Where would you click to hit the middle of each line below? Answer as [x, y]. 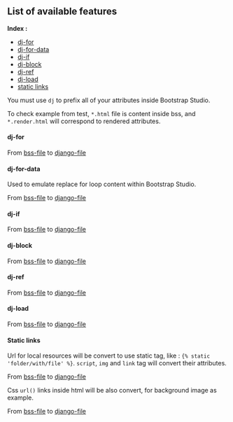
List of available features [62, 12]
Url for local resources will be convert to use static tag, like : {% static [109, 356]
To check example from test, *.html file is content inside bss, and [101, 113]
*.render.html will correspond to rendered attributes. [84, 121]
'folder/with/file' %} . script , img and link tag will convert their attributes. [117, 363]
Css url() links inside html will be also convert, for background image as [112, 391]
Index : [17, 28]
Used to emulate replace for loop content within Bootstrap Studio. [102, 184]
